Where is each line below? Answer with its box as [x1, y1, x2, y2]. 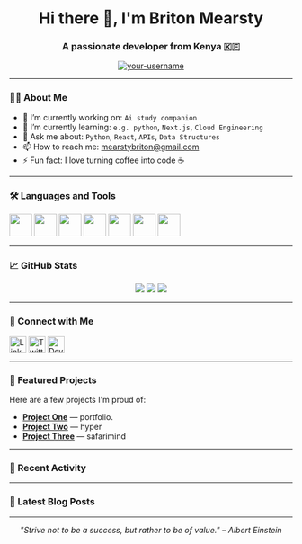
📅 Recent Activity [9, 461, 87, 474]
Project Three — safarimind [22, 431, 126, 441]
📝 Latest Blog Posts [9, 495, 96, 508]
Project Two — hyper [22, 421, 102, 432]
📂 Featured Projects [9, 373, 97, 386]
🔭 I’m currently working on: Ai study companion [22, 111, 198, 122]
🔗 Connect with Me [9, 315, 94, 327]
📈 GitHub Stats [9, 260, 78, 272]
